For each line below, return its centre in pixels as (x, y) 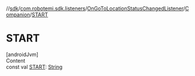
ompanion (18, 15)
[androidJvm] (22, 54)
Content (16, 60)
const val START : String (34, 67)
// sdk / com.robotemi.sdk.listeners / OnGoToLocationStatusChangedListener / (96, 8)
